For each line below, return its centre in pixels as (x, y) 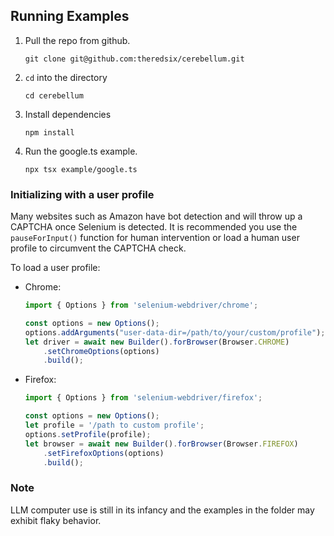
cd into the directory (66, 77)
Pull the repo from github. (77, 40)
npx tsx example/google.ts (81, 169)
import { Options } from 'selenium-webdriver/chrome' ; (141, 305)
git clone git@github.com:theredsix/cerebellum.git (134, 59)
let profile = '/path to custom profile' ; (114, 425)
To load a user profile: (55, 268)
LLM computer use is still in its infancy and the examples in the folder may (162, 510)
